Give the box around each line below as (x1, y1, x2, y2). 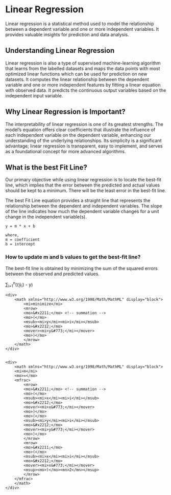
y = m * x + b (5, 224, 36, 229)
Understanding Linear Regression (5, 46, 115, 55)
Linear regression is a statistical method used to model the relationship (5, 20, 154, 27)
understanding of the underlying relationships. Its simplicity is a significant (5, 137, 162, 143)
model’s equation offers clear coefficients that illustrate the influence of (5, 127, 156, 133)
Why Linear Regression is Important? (5, 108, 126, 116)
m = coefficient (5, 237, 40, 242)
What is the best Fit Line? (5, 163, 88, 172)
